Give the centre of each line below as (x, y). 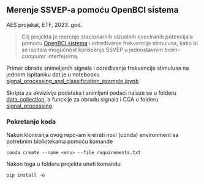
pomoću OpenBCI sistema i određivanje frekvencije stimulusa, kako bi (109, 43)
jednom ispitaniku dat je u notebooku (53, 74)
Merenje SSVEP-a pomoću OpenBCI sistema (93, 10)
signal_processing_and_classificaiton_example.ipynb (73, 81)
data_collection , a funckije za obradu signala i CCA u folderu (82, 99)
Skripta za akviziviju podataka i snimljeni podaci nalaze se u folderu (91, 93)
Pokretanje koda (31, 122)
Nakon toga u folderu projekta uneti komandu (63, 164)
